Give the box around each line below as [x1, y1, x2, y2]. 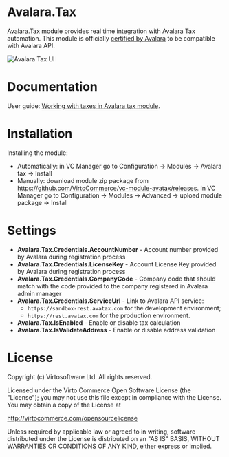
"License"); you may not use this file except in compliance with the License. [7, 393, 222, 401]
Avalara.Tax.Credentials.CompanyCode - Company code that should [17, 275, 216, 283]
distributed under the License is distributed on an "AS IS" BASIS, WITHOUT [7, 434, 220, 443]
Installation [7, 126, 73, 142]
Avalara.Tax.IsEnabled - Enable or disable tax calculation [17, 318, 181, 327]
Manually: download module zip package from [17, 176, 149, 184]
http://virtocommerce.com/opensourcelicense [7, 414, 138, 422]
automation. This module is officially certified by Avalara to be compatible [7, 34, 215, 42]
